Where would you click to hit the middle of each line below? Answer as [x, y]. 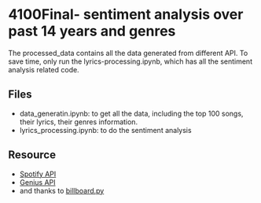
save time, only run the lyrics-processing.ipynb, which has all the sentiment [130, 61]
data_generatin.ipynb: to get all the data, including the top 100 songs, [131, 113]
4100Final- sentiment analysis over [126, 15]
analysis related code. [44, 69]
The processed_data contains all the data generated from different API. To [128, 53]
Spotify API [38, 174]
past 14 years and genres [92, 31]
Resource [32, 155]
